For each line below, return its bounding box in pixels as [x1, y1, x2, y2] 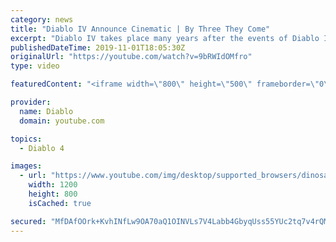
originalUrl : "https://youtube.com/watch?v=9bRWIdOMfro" [10, 52, 253, 62]
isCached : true [28, 198, 92, 208]
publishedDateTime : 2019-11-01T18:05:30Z [10, 42, 186, 53]
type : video [10, 61, 60, 71]
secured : [10, 216, 47, 226]
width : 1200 [28, 180, 78, 190]
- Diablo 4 [19, 143, 65, 153]
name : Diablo [19, 106, 74, 116]
